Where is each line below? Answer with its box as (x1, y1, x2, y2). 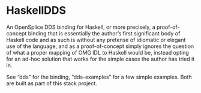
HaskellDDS (6, 4, 67, 17)
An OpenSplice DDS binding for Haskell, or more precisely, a (6, 23, 156, 31)
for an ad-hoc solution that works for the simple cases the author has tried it (6, 55, 195, 62)
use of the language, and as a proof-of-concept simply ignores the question (6, 43, 194, 50)
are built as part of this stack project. (6, 79, 97, 87)
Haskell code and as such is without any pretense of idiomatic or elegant (6, 36, 186, 43)
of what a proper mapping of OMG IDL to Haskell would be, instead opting (6, 49, 189, 56)
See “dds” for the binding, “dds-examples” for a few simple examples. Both (6, 73, 192, 80)
